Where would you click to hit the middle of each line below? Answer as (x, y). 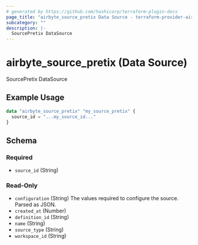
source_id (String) (37, 170)
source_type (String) (39, 230)
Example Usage (35, 98)
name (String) (30, 223)
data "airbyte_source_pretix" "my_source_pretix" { (71, 111)
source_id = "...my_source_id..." (54, 117)
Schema (22, 140)
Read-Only (22, 185)
